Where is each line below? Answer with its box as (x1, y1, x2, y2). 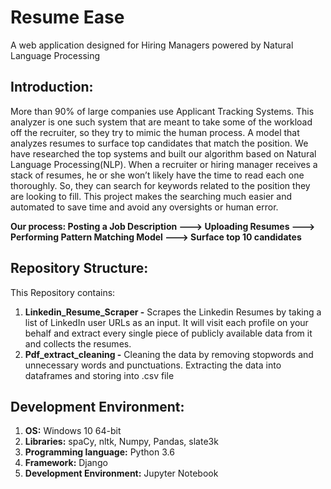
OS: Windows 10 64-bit (24, 425, 122, 437)
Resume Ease (10, 6, 125, 29)
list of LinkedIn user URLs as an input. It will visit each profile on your (24, 316, 309, 328)
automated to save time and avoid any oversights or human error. (10, 201, 279, 213)
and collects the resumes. (24, 337, 132, 350)
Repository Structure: (10, 260, 149, 277)
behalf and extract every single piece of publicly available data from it (24, 327, 313, 339)
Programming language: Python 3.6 (24, 446, 175, 458)
